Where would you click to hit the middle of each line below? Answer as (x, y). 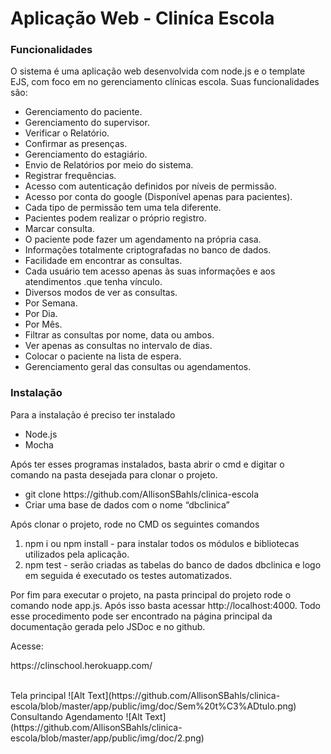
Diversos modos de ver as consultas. (101, 293)
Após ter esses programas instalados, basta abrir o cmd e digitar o (147, 464)
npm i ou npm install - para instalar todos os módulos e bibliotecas (162, 543)
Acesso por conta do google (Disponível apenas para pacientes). (158, 197)
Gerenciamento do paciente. (83, 112)
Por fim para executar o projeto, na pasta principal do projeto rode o (151, 594)
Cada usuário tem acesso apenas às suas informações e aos (150, 271)
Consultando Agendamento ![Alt (76, 716)
